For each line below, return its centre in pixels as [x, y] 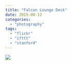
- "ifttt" [20, 39]
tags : [11, 29]
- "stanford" [24, 43]
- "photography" [27, 24]
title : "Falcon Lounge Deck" [36, 10]
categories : [18, 19]
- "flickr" [21, 34]
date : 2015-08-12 [24, 15]
